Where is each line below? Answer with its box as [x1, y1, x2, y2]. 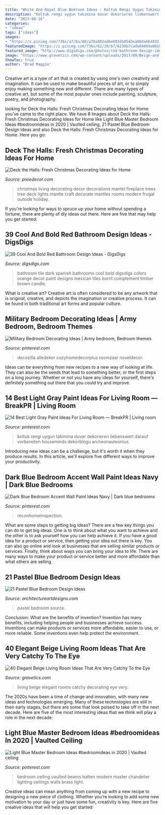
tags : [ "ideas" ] [5, 30, 38, 35]
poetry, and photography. [5, 96, 56, 102]
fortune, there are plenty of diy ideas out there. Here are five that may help [5, 211, 156, 217]
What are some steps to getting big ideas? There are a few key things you [5, 522, 154, 528]
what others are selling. [5, 559, 53, 565]
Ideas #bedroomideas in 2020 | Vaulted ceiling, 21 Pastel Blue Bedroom [5, 121, 150, 128]
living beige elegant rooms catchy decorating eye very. [17, 684, 129, 690]
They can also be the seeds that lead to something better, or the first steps [5, 369, 156, 375]
